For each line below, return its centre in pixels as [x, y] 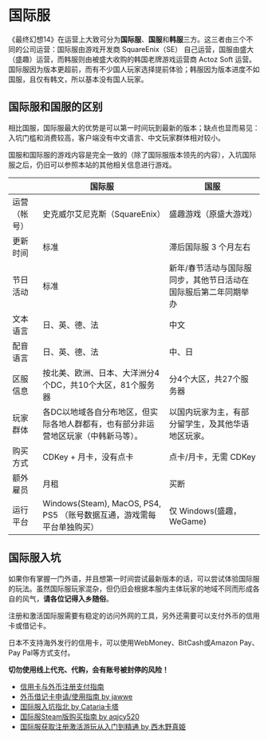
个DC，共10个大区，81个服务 [99, 385]
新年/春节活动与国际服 [211, 268]
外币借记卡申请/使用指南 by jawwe [76, 697]
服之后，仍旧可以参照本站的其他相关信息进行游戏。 [92, 165]
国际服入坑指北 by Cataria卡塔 [69, 706]
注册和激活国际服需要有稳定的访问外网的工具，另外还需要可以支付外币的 [127, 615]
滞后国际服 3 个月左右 [210, 246]
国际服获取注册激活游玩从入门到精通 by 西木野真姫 [102, 726]
